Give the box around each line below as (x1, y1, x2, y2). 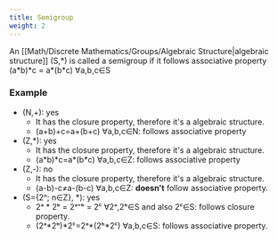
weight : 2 (9, 21, 46, 30)
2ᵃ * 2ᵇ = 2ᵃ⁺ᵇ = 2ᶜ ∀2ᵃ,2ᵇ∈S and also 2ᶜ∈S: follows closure (35, 201, 256, 212)
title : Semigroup (9, 12, 74, 22)
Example (9, 86, 48, 99)
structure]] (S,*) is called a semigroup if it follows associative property (9, 55, 267, 66)
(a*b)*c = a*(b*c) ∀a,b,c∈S (9, 64, 111, 76)
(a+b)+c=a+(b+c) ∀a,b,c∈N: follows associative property (35, 125, 247, 136)
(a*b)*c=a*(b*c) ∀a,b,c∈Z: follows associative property (35, 154, 241, 164)
